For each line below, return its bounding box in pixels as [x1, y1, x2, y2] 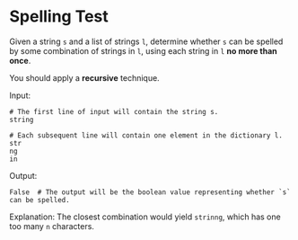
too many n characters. [9, 220, 94, 231]
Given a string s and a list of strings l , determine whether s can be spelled [9, 36, 284, 47]
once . [9, 55, 31, 66]
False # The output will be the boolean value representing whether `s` [9, 187, 292, 197]
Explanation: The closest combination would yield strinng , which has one [9, 211, 281, 222]
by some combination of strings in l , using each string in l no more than [9, 45, 278, 56]
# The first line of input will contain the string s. [9, 107, 219, 116]
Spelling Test [9, 6, 110, 27]
